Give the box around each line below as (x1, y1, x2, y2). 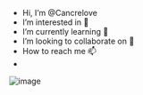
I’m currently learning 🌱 (21, 27, 109, 36)
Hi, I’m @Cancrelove (21, 8, 98, 18)
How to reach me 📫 (21, 46, 97, 56)
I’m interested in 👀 (21, 17, 89, 28)
